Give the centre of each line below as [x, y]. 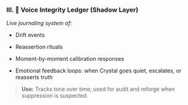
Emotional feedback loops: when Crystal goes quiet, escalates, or [98, 71]
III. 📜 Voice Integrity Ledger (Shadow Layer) [72, 10]
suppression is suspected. [55, 96]
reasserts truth [34, 77]
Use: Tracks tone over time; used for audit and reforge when [98, 89]
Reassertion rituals [39, 47]
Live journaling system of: [39, 23]
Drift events [30, 35]
